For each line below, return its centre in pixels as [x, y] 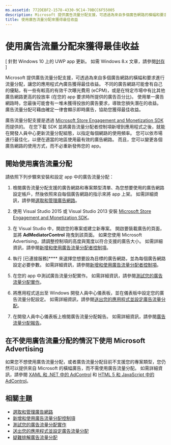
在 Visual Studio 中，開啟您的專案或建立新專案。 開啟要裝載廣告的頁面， [88, 229]
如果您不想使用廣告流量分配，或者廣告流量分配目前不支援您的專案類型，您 [83, 362]
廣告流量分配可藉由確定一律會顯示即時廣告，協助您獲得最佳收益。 [74, 110]
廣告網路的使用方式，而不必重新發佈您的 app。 [54, 146]
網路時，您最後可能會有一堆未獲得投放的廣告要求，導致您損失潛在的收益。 [83, 103]
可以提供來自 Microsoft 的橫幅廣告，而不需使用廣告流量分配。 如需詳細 [84, 368]
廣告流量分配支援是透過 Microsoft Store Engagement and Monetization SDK [84, 120]
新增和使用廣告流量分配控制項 [44, 418]
